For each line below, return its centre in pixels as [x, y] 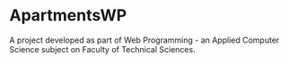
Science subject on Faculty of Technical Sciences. [102, 49]
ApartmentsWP [68, 16]
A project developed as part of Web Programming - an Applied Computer [144, 40]
